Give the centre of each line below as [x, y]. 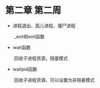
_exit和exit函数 [29, 36]
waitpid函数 [25, 69]
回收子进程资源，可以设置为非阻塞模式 [54, 80]
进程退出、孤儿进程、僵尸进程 [44, 26]
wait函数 [22, 47]
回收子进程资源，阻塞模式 [41, 58]
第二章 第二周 [33, 10]
